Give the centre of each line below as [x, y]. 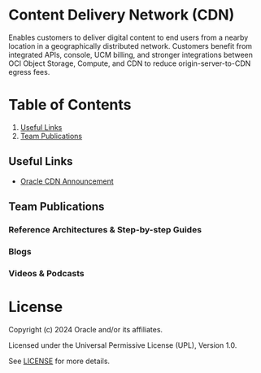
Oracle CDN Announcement [67, 181]
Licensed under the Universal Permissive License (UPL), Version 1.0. [123, 345]
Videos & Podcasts [46, 273]
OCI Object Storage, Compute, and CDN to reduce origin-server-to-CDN [130, 63]
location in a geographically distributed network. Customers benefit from [130, 46]
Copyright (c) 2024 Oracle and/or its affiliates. [86, 329]
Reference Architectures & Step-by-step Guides [105, 230]
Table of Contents [70, 105]
